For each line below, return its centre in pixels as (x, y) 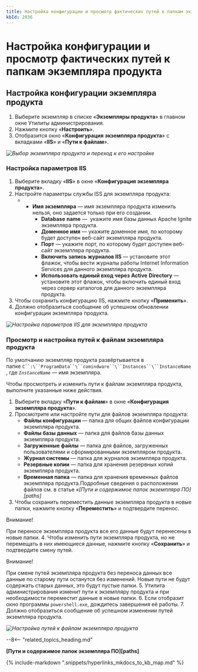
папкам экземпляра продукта (84, 71)
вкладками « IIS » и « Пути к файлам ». (62, 142)
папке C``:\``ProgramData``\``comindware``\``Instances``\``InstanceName (99, 366)
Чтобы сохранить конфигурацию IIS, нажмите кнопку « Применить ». (101, 300)
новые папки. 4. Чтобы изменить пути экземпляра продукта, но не (90, 537)
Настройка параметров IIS (46, 168)
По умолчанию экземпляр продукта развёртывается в (75, 360)
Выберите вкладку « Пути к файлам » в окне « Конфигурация (92, 402)
